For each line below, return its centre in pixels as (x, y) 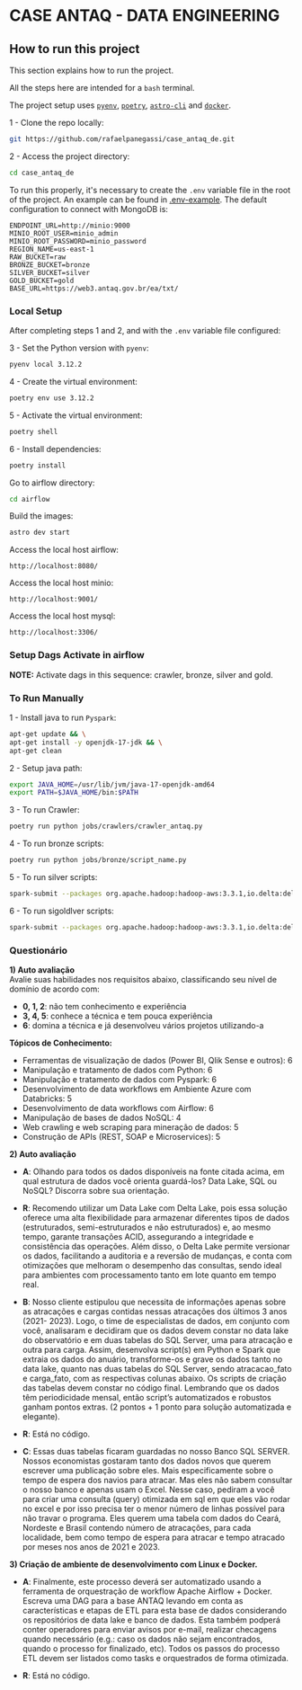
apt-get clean (36, 751)
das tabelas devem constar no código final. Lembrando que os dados (151, 1388)
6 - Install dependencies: (55, 449)
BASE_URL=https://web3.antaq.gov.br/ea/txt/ (94, 289)
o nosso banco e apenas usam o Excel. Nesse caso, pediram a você (148, 1490)
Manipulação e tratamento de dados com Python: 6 (117, 1070)
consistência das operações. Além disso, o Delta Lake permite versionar (156, 1247)
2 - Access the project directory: (70, 156)
